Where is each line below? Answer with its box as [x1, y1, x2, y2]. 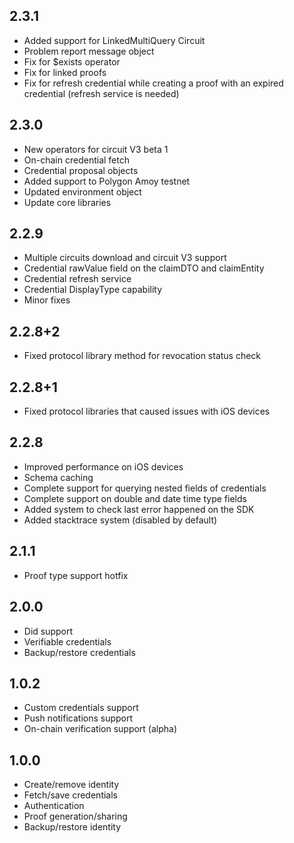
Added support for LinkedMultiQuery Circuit [23, 34, 206, 46]
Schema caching [23, 471, 94, 483]
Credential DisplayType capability [23, 284, 163, 296]
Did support [23, 625, 74, 637]
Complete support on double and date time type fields [23, 492, 247, 504]
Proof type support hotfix [23, 569, 129, 581]
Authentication [23, 800, 85, 812]
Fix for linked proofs [23, 66, 107, 78]
